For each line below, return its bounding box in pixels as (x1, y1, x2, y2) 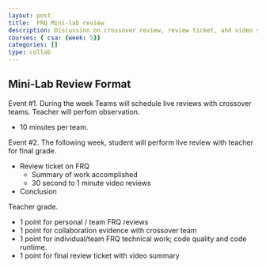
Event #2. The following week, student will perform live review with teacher (8, 138, 254, 147)
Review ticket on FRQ (19, 161, 89, 171)
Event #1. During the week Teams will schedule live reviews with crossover (8, 98, 252, 108)
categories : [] (8, 41, 59, 49)
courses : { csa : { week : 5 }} (8, 33, 101, 42)
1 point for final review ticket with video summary (19, 251, 180, 260)
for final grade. (8, 145, 57, 155)
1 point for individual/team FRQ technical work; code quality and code (19, 234, 247, 243)
